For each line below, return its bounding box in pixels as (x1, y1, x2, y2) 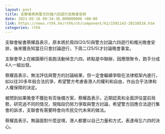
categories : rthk (5, 25, 41, 30)
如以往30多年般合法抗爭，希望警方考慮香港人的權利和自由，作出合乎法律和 (5, 79, 157, 85)
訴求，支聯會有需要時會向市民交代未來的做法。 (13, 107, 109, 113)
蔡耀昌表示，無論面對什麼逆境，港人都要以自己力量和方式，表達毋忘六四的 (5, 118, 156, 124)
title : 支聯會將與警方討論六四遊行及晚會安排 (5, 12, 87, 17)
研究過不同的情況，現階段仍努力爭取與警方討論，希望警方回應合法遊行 (13, 101, 156, 107)
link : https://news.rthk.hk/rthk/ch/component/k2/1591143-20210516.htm (5, 21, 155, 26)
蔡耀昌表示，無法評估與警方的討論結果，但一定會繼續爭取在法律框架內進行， (5, 72, 160, 78)
